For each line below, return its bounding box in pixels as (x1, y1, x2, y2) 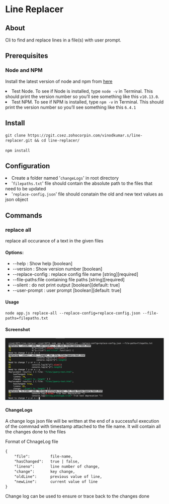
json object (5, 196, 29, 203)
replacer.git (5, 138, 33, 143)
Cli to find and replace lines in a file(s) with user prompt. (5, 37, 122, 43)
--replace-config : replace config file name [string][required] (12, 271, 138, 277)
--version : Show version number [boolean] (12, 266, 103, 272)
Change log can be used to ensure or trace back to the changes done (5, 493, 150, 499)
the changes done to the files (5, 429, 66, 435)
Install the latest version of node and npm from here (5, 78, 113, 84)
